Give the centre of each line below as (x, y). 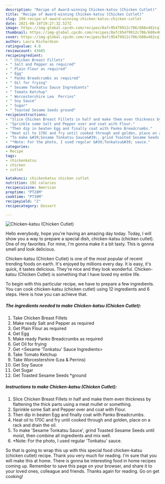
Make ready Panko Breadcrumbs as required (58, 339)
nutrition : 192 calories (31, 183)
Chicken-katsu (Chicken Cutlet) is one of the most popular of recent (74, 259)
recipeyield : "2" (23, 201)
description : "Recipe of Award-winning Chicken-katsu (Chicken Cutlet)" (81, 10)
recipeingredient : (24, 55)
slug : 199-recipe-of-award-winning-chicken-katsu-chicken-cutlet (73, 19)
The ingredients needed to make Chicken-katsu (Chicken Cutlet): (73, 306)
